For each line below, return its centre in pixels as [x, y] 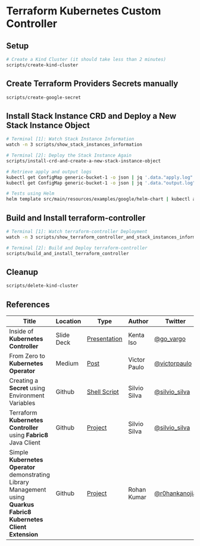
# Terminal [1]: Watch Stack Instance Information [70, 139]
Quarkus [22, 504]
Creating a [24, 381]
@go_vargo [170, 339]
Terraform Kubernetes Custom [84, 11]
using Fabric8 [29, 435]
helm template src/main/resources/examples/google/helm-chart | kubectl [98, 199]
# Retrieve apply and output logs [49, 171]
